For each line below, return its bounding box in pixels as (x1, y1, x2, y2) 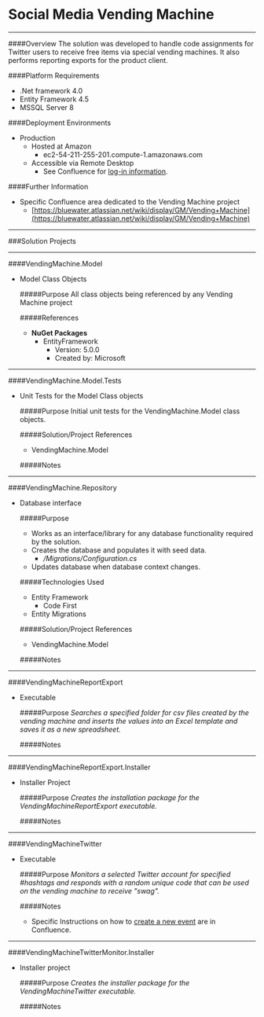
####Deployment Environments (8, 118, 112, 127)
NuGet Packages (31, 328, 88, 337)
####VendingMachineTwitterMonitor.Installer (8, 947, 155, 956)
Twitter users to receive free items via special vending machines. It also (8, 47, 240, 57)
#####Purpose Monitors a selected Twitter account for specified (19, 869, 231, 879)
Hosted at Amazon (31, 141, 92, 151)
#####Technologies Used (19, 577, 104, 586)
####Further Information (8, 182, 89, 191)
